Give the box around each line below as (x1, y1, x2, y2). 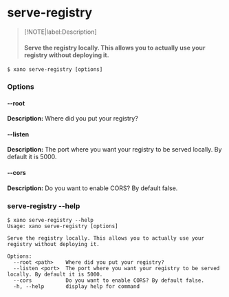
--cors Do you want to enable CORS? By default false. (13, 277, 205, 284)
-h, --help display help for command (13, 283, 140, 290)
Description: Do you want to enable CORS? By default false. (7, 184, 178, 192)
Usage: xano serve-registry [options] (7, 223, 118, 229)
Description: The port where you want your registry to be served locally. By (7, 145, 222, 154)
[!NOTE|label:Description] (23, 28, 98, 36)
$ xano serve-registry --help (7, 216, 94, 223)
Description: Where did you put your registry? (7, 114, 139, 123)
